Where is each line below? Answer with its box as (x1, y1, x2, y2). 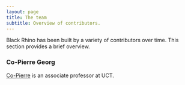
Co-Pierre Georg (6, 58, 55, 66)
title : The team (6, 14, 47, 20)
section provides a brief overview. (6, 43, 90, 50)
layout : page (6, 8, 39, 15)
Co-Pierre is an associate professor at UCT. (6, 72, 114, 79)
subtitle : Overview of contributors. (6, 20, 101, 26)
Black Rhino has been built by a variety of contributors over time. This (6, 37, 179, 44)
